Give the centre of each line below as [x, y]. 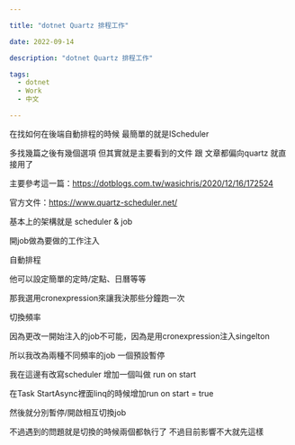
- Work [30, 91]
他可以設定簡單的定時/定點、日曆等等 [78, 279]
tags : [19, 74]
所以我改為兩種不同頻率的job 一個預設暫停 [87, 355]
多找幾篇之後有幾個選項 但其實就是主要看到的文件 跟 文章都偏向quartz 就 [144, 153]
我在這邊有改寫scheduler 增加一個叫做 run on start [103, 374]
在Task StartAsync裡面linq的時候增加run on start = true [112, 393]
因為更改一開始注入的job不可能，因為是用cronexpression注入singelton [139, 336]
